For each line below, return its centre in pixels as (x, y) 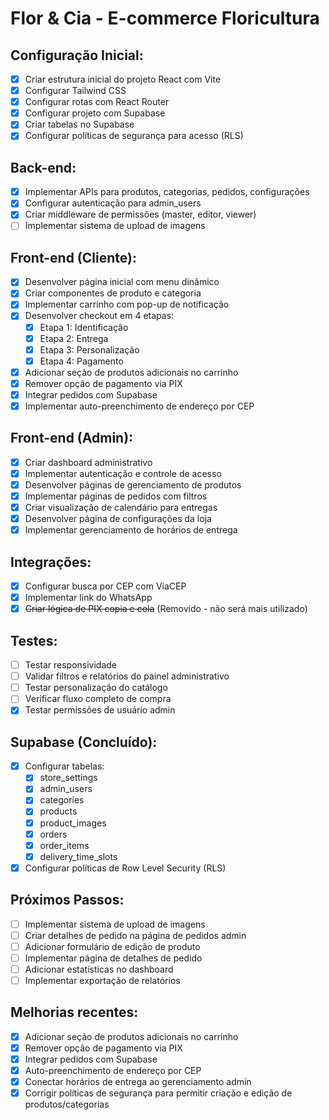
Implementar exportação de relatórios (102, 980)
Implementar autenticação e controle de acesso (123, 473)
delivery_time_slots (78, 856)
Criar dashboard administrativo (88, 462)
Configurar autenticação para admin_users (113, 203)
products (58, 811)
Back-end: (43, 167)
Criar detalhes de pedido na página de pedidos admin (135, 935)
